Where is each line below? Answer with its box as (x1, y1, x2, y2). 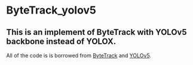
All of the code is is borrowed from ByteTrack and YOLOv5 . (6, 52, 151, 59)
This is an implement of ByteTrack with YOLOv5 (6, 27, 187, 37)
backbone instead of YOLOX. (6, 36, 117, 46)
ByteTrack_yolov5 (6, 4, 97, 17)
